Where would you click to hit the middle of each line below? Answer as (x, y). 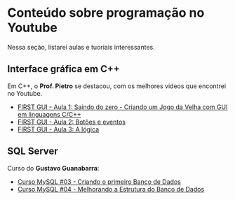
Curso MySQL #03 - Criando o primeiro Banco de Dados (99, 181)
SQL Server (33, 151)
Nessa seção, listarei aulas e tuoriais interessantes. (81, 47)
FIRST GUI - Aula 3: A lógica (58, 129)
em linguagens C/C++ (49, 114)
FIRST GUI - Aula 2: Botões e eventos (72, 122)
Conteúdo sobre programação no (106, 13)
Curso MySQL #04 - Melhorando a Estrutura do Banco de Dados (111, 189)
